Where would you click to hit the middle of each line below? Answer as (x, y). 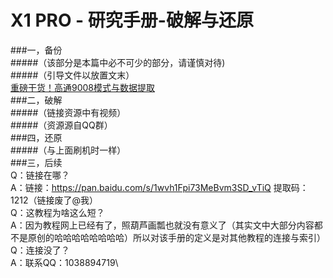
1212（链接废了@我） (54, 200)
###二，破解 (36, 100)
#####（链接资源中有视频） (68, 112)
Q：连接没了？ (40, 250)
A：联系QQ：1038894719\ (64, 262)
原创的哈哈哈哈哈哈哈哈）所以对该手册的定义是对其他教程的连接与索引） (176, 237)
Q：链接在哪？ (40, 175)
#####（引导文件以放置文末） (72, 75)
